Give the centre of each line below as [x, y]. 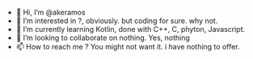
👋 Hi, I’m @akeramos [51, 12]
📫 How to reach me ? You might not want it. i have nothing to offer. [128, 47]
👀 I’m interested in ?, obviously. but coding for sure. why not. [117, 21]
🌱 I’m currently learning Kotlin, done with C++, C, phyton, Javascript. [131, 29]
